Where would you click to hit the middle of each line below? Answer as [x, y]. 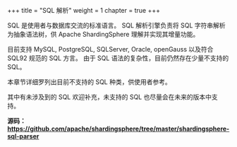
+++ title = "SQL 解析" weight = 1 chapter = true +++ [84, 10]
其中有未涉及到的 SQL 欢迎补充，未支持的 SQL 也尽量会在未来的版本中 [109, 97]
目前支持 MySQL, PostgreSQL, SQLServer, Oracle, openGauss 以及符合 [110, 49]
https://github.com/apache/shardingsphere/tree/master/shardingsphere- [119, 129]
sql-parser [23, 136]
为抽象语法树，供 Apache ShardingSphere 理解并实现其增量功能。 [103, 34]
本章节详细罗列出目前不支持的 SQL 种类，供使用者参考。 [89, 82]
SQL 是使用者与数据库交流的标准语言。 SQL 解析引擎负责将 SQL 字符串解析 [116, 25]
